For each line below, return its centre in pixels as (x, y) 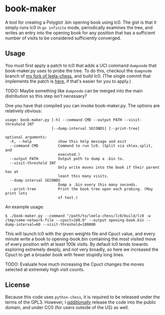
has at (12, 172)
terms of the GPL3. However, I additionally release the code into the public (81, 302)
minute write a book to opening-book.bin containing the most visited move (81, 239)
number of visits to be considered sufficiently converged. (63, 38)
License (17, 285)
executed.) (69, 154)
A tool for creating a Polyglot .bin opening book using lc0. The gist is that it (81, 22)
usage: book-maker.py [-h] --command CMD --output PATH (64, 120)
